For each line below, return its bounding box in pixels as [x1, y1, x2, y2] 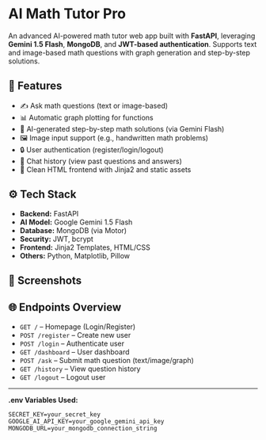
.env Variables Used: [8, 395, 78, 404]
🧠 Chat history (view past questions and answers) [19, 156, 182, 166]
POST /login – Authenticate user [19, 339, 125, 348]
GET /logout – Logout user [19, 372, 106, 381]
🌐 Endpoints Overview [8, 300, 122, 314]
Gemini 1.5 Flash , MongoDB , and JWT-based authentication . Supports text [8, 39, 257, 48]
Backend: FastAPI [19, 209, 79, 218]
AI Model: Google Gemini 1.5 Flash [19, 217, 133, 227]
